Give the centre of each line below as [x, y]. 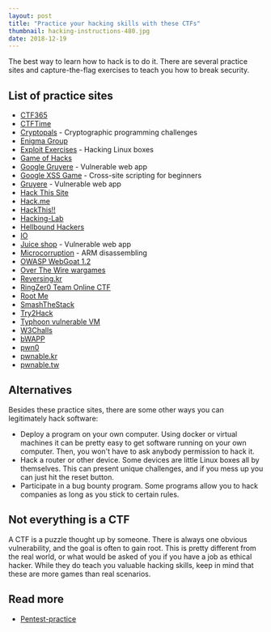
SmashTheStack [47, 305]
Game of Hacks [46, 158]
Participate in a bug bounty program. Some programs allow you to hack [139, 485]
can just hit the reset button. [67, 477]
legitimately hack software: [53, 418]
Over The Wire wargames [63, 270]
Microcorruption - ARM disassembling [84, 253]
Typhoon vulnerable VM [60, 322]
